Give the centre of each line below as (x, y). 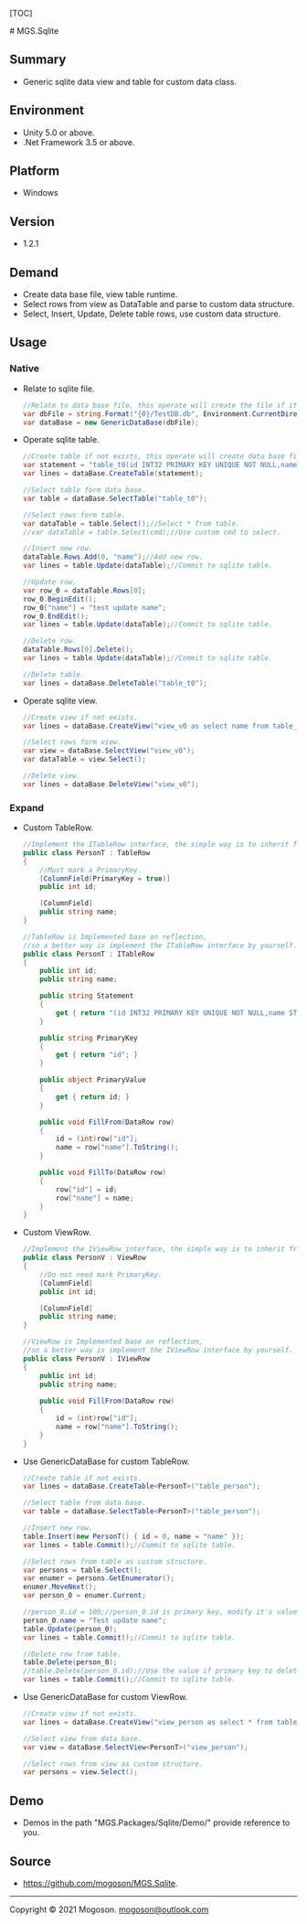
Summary (38, 60)
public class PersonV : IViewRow (86, 1358)
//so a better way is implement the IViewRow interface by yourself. (158, 1351)
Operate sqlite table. (61, 440)
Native (24, 369)
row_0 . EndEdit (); (56, 616)
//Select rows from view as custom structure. (113, 1764)
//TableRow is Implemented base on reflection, (115, 936)
